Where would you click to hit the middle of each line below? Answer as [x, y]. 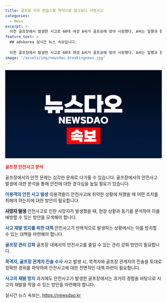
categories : [17, 16]
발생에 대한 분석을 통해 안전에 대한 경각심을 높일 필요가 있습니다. [68, 184]
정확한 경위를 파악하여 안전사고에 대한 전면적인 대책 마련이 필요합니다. [73, 268]
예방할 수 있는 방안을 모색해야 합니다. [41, 217]
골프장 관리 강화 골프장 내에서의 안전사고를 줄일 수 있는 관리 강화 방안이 [74, 245]
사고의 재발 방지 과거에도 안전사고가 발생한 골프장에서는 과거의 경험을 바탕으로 [81, 278]
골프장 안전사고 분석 [24, 167]
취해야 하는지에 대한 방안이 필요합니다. [42, 200]
